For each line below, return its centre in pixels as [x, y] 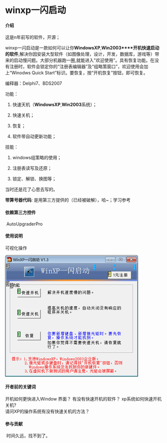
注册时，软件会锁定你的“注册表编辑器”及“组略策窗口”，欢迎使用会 [77, 67]
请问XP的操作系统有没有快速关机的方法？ [47, 411]
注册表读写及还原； [32, 168]
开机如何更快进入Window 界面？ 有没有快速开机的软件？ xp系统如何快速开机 [83, 399]
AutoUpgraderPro [25, 224]
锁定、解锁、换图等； [34, 179]
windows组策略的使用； [37, 158]
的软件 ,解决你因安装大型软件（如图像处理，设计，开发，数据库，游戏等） [80, 54]
